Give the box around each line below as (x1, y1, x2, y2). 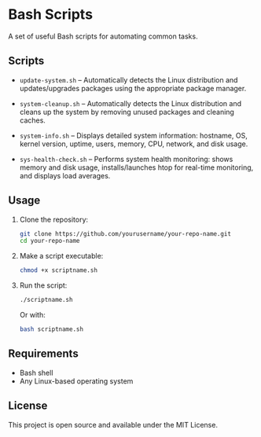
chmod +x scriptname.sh (19, 266, 98, 274)
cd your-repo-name (19, 237, 80, 245)
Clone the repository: (19, 215, 89, 224)
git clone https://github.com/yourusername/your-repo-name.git (19, 230, 232, 237)
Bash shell (19, 368, 53, 377)
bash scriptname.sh (19, 325, 84, 333)
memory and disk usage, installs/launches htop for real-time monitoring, (19, 163, 254, 172)
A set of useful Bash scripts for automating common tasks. (8, 31, 198, 41)
